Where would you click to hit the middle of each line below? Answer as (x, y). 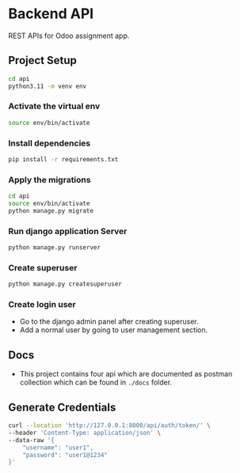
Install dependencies (50, 143)
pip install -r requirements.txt (63, 159)
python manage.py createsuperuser (65, 284)
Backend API (51, 14)
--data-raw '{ (32, 440)
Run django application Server (68, 231)
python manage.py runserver (55, 248)
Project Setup (43, 61)
